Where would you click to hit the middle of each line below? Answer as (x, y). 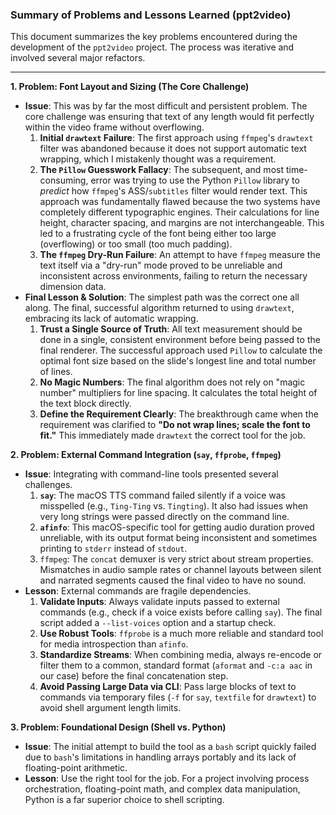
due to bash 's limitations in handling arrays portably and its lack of (160, 757)
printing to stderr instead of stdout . (113, 549)
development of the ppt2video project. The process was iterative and (152, 47)
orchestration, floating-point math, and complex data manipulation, (162, 789)
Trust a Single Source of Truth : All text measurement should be (171, 329)
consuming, (64, 180)
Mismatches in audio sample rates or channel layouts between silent (180, 570)
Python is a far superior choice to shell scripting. (124, 800)
